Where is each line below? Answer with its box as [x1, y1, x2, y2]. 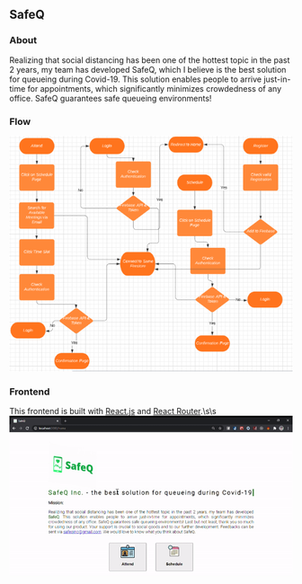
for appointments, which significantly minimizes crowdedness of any [27, 83, 282, 93]
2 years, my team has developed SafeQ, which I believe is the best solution [9, 64, 287, 75]
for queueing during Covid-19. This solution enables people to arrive [9, 74, 262, 84]
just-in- [263, 74, 291, 84]
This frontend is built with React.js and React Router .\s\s [9, 406, 218, 417]
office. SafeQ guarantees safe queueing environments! [9, 93, 212, 103]
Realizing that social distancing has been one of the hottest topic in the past [9, 54, 290, 66]
